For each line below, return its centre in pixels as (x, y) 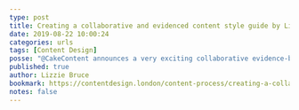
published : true (39, 67)
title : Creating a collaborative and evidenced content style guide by (145, 26)
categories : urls (41, 42)
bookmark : (28, 83)
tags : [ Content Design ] (53, 51)
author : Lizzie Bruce (49, 75)
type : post (29, 17)
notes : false (33, 91)
